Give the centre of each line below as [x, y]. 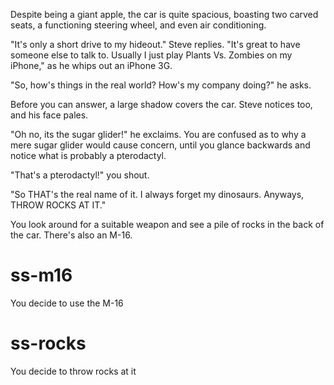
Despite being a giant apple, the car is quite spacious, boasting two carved [164, 14]
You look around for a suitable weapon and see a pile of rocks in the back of [167, 224]
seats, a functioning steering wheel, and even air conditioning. [138, 25]
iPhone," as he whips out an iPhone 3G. [91, 65]
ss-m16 [41, 275]
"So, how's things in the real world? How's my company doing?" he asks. [161, 85]
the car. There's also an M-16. [71, 235]
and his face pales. [49, 115]
